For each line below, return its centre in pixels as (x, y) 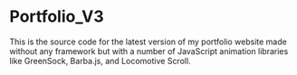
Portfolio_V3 (57, 17)
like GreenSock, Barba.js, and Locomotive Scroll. (101, 61)
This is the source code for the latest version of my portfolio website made (148, 42)
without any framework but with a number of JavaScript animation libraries (149, 51)
